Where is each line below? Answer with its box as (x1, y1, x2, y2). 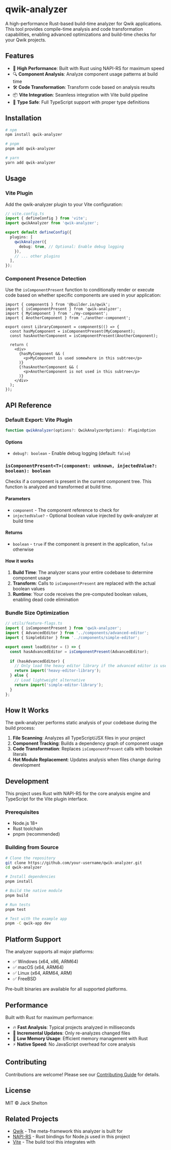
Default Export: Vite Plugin (5, 416, 73, 423)
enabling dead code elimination (12, 596, 79, 603)
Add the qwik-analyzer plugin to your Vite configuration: (5, 201, 123, 208)
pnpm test (5, 907, 26, 912)
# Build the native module (5, 888, 63, 893)
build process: (5, 725, 36, 731)
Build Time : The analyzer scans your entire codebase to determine (12, 569, 154, 576)
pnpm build (5, 893, 28, 898)
